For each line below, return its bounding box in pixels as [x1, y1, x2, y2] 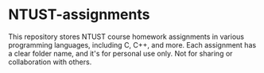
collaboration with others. [8, 57, 92, 67]
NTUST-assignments [8, 6, 150, 24]
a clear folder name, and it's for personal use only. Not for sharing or [8, 48, 233, 58]
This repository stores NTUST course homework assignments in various [8, 32, 245, 41]
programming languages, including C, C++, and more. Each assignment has [8, 40, 257, 49]
